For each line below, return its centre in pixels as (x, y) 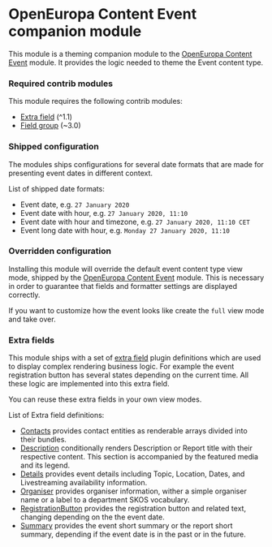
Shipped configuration (54, 147)
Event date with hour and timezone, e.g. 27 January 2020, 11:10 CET (135, 222)
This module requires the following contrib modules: (95, 101)
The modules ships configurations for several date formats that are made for (136, 164)
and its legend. (45, 465)
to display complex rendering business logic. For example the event (121, 367)
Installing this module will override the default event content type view (126, 269)
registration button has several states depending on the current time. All (129, 375)
